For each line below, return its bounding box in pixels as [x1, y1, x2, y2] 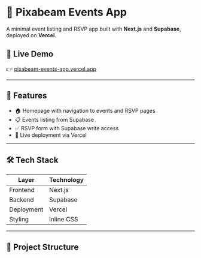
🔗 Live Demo [6, 49, 54, 59]
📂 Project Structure [6, 242, 79, 252]
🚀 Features [6, 91, 47, 101]
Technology [48, 176, 84, 184]
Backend [9, 196, 34, 204]
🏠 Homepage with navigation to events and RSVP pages [14, 107, 156, 114]
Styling [9, 215, 29, 224]
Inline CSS [48, 215, 78, 224]
